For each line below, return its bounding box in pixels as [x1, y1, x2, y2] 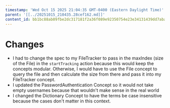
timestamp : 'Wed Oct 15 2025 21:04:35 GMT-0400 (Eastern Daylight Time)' [5, 7, 164, 13]
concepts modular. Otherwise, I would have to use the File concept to [12, 66, 158, 72]
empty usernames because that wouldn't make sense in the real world [12, 87, 159, 93]
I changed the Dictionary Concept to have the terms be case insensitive [12, 93, 162, 99]
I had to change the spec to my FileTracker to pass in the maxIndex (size [12, 55, 163, 61]
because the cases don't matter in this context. [12, 98, 111, 104]
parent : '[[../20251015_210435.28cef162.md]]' [5, 12, 105, 17]
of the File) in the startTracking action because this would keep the [12, 61, 154, 67]
